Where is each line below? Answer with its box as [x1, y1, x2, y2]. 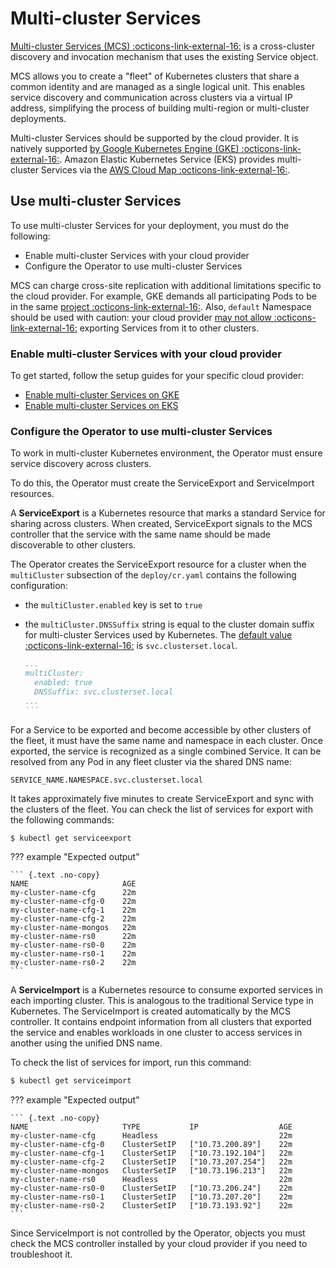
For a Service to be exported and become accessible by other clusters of [10, 723, 312, 736]
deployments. [10, 112, 67, 124]
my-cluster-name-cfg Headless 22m [10, 1131, 293, 1141]
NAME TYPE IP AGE [10, 1122, 293, 1132]
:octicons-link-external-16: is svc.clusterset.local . [24, 640, 238, 652]
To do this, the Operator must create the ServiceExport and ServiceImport [10, 477, 315, 489]
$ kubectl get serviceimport [10, 1076, 132, 1086]
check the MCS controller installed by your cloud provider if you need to [10, 1238, 308, 1250]
